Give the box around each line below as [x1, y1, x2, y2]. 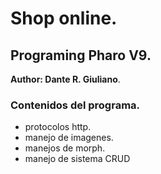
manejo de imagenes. [24, 132, 114, 144]
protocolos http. [24, 121, 92, 133]
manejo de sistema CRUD [24, 153, 131, 165]
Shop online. [10, 7, 118, 30]
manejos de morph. [24, 142, 106, 154]
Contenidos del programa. [10, 98, 141, 112]
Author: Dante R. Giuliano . [10, 73, 121, 85]
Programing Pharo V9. [10, 47, 152, 64]
